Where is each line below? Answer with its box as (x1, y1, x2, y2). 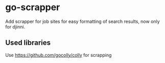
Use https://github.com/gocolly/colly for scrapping (5, 52, 112, 58)
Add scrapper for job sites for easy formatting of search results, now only (5, 18, 160, 24)
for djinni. (5, 23, 26, 29)
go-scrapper (5, 2, 60, 13)
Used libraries (5, 39, 51, 47)
